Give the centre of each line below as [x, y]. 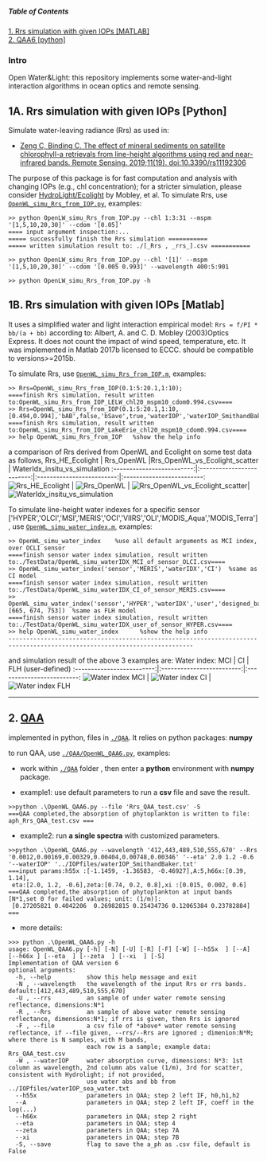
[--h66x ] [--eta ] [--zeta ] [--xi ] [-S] [87, 956]
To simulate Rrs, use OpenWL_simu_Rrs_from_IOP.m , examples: [107, 374]
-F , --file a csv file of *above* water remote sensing [126, 1026]
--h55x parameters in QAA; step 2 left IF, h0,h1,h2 [128, 1095]
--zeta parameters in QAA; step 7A [97, 1130]
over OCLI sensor [37, 548]
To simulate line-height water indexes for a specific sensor [104, 509]
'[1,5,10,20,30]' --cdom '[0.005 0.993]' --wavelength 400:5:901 [118, 267]
